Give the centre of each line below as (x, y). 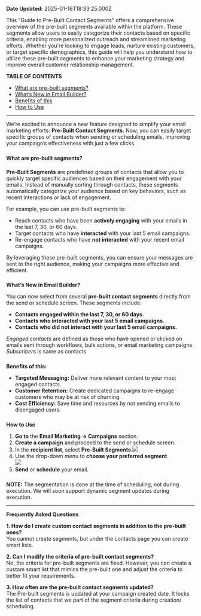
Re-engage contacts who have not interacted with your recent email (99, 239)
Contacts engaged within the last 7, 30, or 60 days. (80, 315)
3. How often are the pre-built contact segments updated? (80, 587)
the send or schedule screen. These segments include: (74, 303)
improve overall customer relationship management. (70, 65)
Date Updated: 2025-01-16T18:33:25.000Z (59, 9)
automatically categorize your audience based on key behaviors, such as (96, 191)
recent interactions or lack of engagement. (59, 197)
